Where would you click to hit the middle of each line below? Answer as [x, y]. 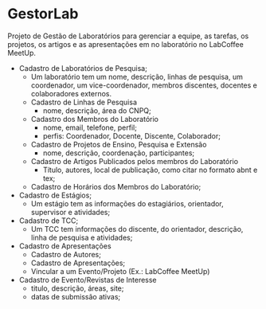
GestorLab [43, 14]
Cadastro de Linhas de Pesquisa [84, 102]
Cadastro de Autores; [66, 254]
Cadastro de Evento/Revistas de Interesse [88, 280]
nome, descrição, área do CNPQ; [97, 110]
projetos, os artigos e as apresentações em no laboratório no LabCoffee [125, 44]
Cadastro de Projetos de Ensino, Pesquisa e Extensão [119, 144]
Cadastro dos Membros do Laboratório [94, 119]
